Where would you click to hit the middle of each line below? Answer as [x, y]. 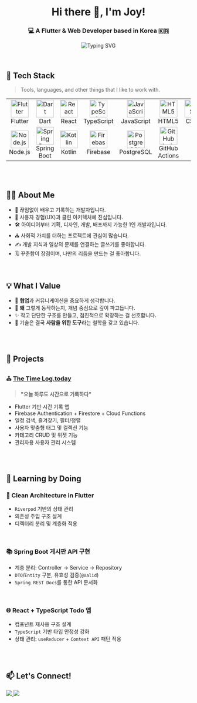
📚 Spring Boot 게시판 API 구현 [48, 552]
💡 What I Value [33, 285]
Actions [169, 156]
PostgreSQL [136, 152]
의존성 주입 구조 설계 [38, 516]
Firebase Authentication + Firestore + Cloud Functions [80, 413]
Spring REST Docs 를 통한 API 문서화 [56, 582]
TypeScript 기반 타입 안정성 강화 [52, 631]
